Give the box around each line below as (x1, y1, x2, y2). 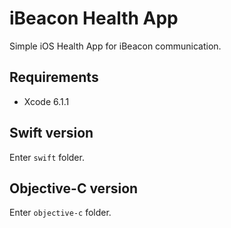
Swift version (9, 125, 94, 142)
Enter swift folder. (9, 151, 85, 163)
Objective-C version (9, 180, 139, 197)
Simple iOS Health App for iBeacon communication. (9, 40, 222, 52)
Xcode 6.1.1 (23, 95, 70, 107)
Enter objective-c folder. (9, 207, 112, 219)
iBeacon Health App (9, 7, 179, 30)
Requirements (9, 69, 99, 86)
